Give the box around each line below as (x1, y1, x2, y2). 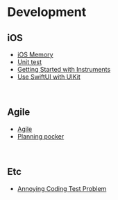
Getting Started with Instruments (17, 66, 111, 73)
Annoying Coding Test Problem (17, 184, 107, 192)
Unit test (17, 58, 42, 66)
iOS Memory (17, 50, 53, 59)
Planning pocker (17, 132, 65, 140)
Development (7, 4, 87, 20)
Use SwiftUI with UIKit (17, 72, 81, 81)
